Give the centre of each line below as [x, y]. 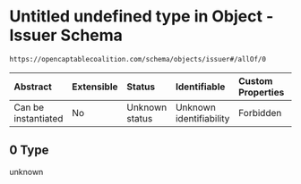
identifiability [202, 118]
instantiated [39, 118]
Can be [29, 107]
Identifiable [200, 87]
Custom [256, 80]
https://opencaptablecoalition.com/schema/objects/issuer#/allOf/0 [138, 59]
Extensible [95, 87]
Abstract [33, 87]
